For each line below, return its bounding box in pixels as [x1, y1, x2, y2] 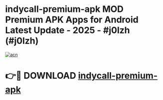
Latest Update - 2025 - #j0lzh [5, 25, 131, 36]
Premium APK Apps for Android [5, 14, 139, 25]
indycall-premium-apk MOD [5, 3, 124, 15]
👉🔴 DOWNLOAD [5, 70, 76, 82]
